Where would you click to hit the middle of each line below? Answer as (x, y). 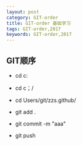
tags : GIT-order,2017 (34, 29)
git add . (26, 112)
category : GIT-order (32, 18)
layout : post (23, 12)
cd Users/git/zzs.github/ (46, 100)
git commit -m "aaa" (40, 123)
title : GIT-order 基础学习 (39, 23)
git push (25, 135)
